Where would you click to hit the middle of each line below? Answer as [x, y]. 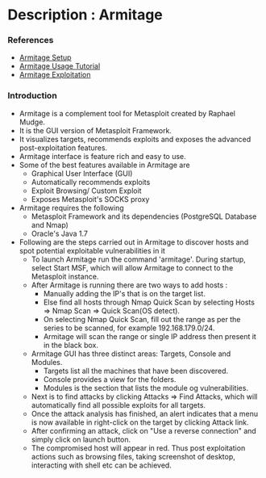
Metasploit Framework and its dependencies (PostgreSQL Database [144, 216]
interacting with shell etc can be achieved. [102, 465]
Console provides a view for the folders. [110, 379]
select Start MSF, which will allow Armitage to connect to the [132, 267]
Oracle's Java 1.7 [59, 233]
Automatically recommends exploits [91, 182]
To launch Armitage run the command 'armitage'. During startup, [139, 259]
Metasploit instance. [65, 276]
